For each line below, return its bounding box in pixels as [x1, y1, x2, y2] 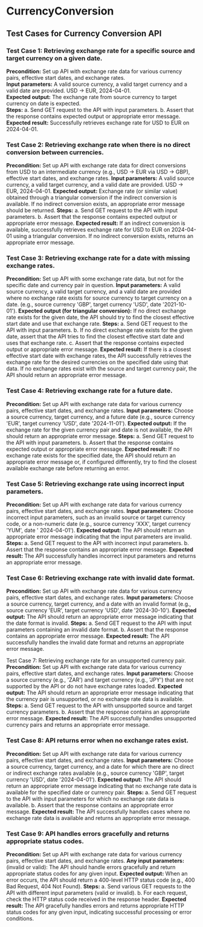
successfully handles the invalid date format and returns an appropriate [6, 639, 184, 646]
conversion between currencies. [6, 148, 104, 157]
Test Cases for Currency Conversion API [6, 28, 162, 39]
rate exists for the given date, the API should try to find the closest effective [6, 314, 195, 321]
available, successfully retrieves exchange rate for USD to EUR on [6, 226, 170, 233]
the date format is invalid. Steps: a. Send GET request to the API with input [6, 619, 192, 627]
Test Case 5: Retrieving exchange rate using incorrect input [6, 479, 185, 488]
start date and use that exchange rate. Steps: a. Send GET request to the [6, 320, 188, 328]
